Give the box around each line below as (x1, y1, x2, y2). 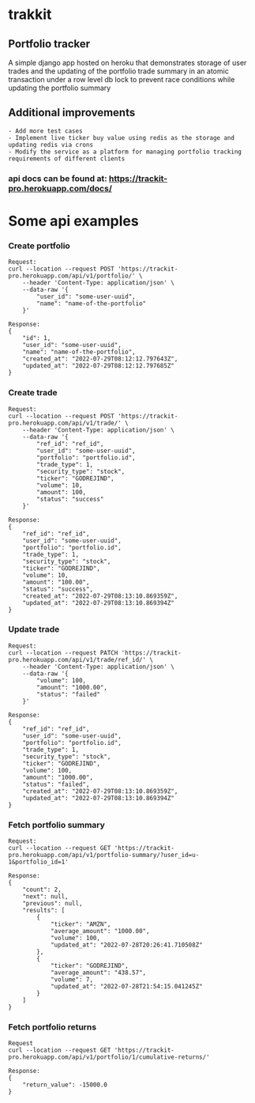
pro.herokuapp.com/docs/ (8, 183, 112, 194)
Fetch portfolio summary (8, 819, 105, 830)
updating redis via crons (8, 141, 93, 149)
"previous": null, (22, 900, 83, 908)
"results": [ (22, 907, 66, 915)
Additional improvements (8, 106, 136, 119)
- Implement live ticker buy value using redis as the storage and (8, 134, 235, 142)
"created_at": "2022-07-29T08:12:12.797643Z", (22, 355, 178, 363)
